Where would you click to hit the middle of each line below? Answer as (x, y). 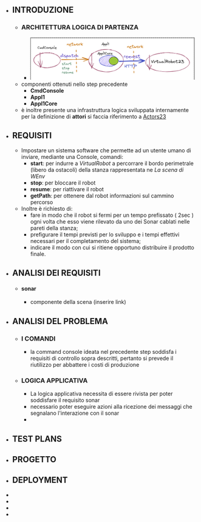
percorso (42, 202)
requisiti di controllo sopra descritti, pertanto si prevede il (102, 358)
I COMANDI (38, 339)
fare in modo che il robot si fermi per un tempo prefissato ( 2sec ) (112, 215)
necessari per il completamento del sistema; (85, 241)
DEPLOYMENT (40, 480)
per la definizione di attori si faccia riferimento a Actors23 (94, 116)
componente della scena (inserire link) (78, 302)
